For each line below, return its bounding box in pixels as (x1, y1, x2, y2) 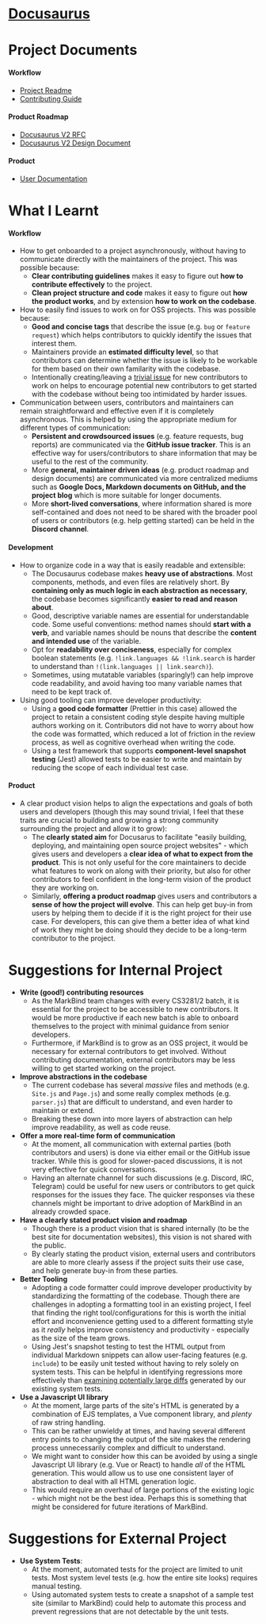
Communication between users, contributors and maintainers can (19, 398, 234, 407)
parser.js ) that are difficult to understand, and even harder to (31, 1097, 234, 1106)
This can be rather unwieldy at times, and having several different (31, 1426, 246, 1435)
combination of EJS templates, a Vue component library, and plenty (31, 1409, 252, 1418)
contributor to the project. (31, 933, 116, 943)
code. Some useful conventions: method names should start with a (31, 619, 252, 629)
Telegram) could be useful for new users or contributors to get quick (31, 1181, 256, 1191)
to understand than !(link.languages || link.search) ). (31, 661, 214, 671)
